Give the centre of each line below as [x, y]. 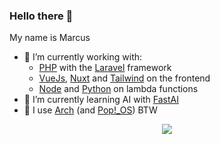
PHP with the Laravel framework [105, 68]
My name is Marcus [50, 38]
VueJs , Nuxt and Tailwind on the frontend [124, 78]
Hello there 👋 [41, 16]
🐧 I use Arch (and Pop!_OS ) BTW [90, 110]
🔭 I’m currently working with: [83, 57]
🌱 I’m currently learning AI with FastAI [101, 100]
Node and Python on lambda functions [118, 89]
